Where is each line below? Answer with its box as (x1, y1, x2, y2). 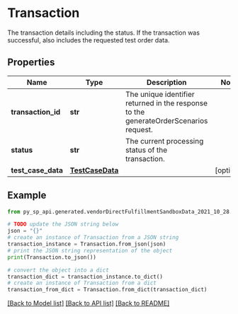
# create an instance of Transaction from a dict (7, 279, 157, 287)
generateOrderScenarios (125, 115, 208, 125)
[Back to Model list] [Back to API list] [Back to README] (7, 299, 170, 308)
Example (7, 190, 47, 202)
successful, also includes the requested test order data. (7, 35, 170, 44)
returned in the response (125, 98, 208, 107)
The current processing (125, 136, 204, 146)
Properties (7, 57, 55, 69)
